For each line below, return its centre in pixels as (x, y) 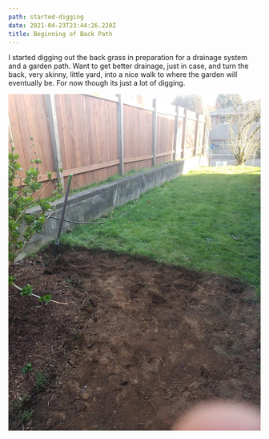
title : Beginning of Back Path (60, 34)
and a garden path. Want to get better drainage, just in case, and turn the (129, 66)
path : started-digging (46, 17)
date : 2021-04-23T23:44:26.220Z (62, 25)
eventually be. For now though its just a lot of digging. (97, 83)
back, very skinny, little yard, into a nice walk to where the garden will (123, 75)
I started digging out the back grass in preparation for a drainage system (128, 58)
